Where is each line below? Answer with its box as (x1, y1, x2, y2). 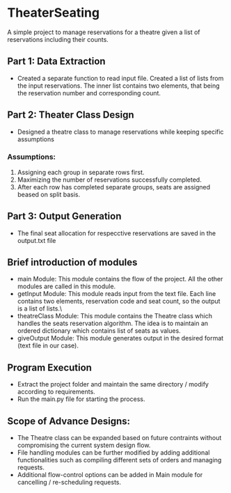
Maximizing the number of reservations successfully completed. (17, 175, 202, 184)
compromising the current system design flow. (17, 441, 151, 450)
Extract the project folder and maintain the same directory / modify (17, 380, 209, 389)
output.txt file (17, 236, 56, 244)
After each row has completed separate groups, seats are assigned (17, 182, 211, 191)
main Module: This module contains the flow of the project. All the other (17, 275, 223, 283)
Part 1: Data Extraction (7, 56, 106, 68)
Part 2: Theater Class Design (7, 109, 134, 121)
